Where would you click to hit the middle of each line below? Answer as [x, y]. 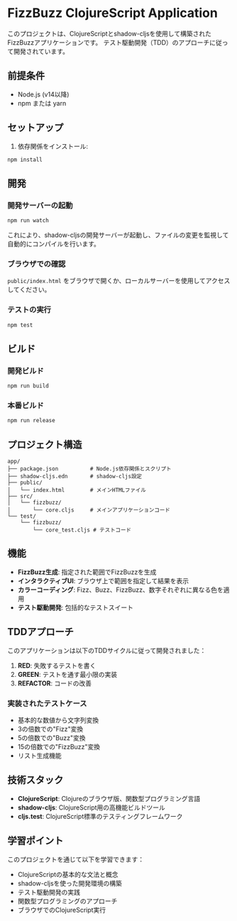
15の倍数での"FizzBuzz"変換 [59, 746]
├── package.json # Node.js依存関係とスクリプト [89, 469]
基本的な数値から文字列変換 [58, 720]
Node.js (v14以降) [43, 94]
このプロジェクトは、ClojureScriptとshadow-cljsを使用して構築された [109, 33]
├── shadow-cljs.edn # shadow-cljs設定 [75, 477]
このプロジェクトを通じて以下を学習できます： [76, 859]
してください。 [29, 289]
